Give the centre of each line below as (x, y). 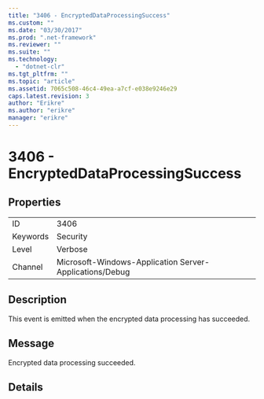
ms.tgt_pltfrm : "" (38, 74)
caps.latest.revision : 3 (49, 96)
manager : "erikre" (38, 118)
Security (72, 236)
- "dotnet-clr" (40, 67)
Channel (27, 267)
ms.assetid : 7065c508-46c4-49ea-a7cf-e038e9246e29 (93, 89)
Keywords (31, 236)
